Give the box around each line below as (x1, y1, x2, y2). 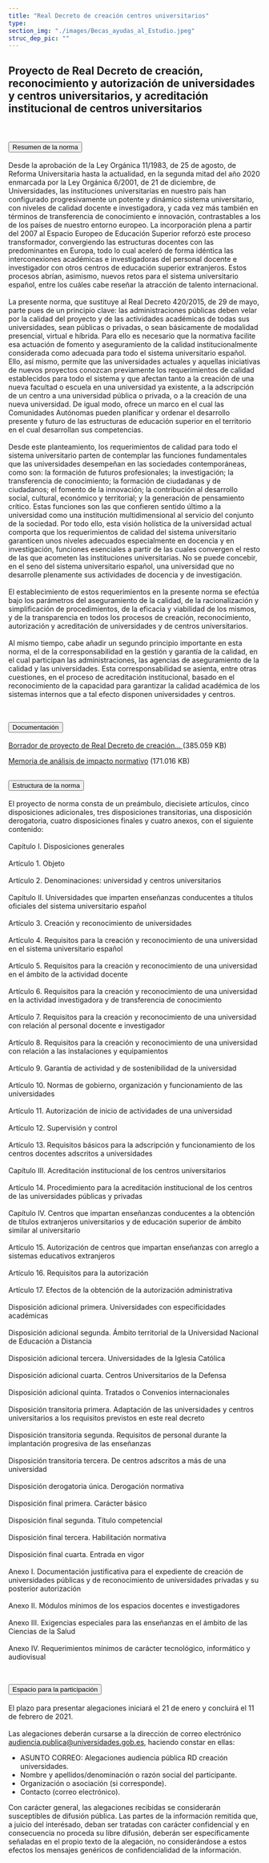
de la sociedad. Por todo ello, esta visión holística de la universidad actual (8, 519, 252, 528)
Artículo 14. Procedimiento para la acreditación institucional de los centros (8, 1183, 253, 1192)
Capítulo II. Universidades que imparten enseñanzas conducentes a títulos (8, 893, 254, 903)
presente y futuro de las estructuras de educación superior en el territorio (8, 417, 252, 426)
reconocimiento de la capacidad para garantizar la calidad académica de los (8, 681, 260, 691)
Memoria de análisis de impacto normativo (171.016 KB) (8, 756, 191, 766)
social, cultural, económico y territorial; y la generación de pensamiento (8, 493, 245, 503)
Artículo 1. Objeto (8, 858, 66, 868)
